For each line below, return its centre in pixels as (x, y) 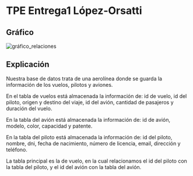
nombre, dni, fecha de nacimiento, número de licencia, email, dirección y (93, 143)
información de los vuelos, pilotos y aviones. (59, 85)
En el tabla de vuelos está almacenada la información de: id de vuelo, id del (96, 96)
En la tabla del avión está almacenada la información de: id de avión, (88, 119)
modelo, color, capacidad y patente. (49, 126)
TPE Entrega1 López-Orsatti (74, 11)
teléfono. (17, 149)
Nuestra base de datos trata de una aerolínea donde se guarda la (84, 78)
